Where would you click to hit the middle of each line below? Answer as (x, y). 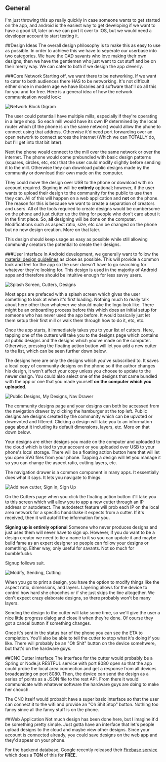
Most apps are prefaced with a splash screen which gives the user (73, 294)
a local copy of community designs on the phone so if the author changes (80, 365)
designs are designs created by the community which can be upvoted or (79, 416)
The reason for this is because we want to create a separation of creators (80, 203)
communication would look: (33, 97)
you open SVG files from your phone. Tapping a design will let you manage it (83, 457)
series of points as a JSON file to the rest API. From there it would (72, 679)
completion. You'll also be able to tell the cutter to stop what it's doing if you (82, 638)
